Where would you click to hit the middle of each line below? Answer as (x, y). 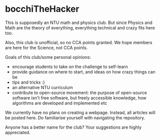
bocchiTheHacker (42, 9)
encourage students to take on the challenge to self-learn (70, 67)
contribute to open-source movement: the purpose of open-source (80, 93)
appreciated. (18, 132)
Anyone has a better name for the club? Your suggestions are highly (73, 127)
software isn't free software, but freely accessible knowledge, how (79, 98)
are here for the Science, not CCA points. (46, 47)
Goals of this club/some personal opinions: (48, 57)
